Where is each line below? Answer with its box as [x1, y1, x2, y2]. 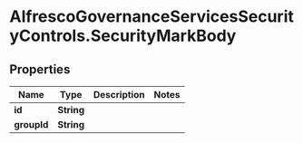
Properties [9, 62, 71, 77]
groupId [14, 119, 49, 130]
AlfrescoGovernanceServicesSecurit [9, 6, 295, 27]
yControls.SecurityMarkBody [9, 25, 237, 46]
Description [93, 89, 145, 100]
